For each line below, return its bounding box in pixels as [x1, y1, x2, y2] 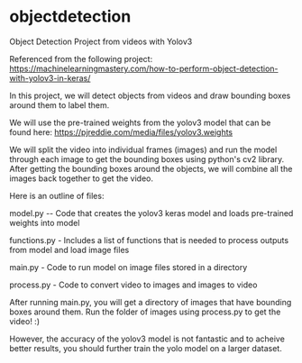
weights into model [9, 217, 80, 228]
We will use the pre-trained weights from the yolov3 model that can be [9, 117, 271, 128]
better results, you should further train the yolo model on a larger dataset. [9, 342, 282, 353]
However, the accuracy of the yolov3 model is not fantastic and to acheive [9, 333, 286, 344]
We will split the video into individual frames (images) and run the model [9, 144, 278, 155]
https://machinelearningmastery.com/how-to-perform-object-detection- [9, 63, 279, 74]
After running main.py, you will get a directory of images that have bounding [9, 296, 292, 307]
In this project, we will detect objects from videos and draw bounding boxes [9, 90, 291, 101]
